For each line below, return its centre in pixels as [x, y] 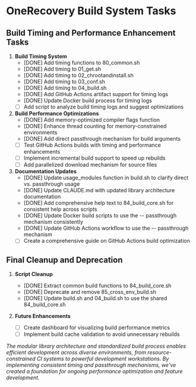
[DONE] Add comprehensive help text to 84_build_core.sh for [99, 203]
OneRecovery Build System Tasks [91, 11]
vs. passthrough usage [52, 184]
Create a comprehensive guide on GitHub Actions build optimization [107, 241]
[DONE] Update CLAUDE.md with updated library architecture [99, 191]
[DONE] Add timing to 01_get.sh [62, 69]
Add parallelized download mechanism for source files [90, 165]
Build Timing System [41, 56]
